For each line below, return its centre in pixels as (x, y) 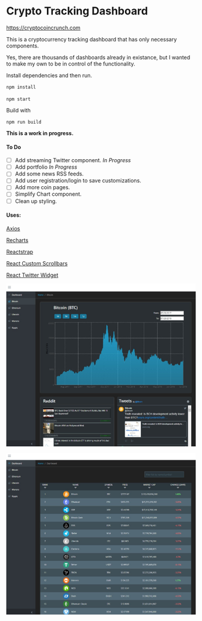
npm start (19, 99)
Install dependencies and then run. (49, 75)
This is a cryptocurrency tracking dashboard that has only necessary (92, 39)
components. (23, 46)
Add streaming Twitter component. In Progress (73, 160)
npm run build (24, 122)
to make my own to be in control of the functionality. (71, 64)
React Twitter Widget (32, 275)
